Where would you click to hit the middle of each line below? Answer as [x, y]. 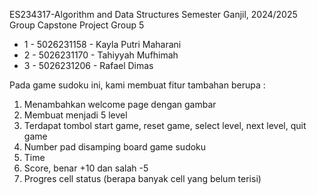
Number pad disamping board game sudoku [115, 147]
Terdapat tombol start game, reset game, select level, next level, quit [165, 125]
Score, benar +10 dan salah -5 [86, 168]
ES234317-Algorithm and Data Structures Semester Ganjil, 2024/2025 [153, 14]
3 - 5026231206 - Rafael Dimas [88, 65]
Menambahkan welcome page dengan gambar [120, 104]
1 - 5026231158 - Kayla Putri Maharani [102, 44]
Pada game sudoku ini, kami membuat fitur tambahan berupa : [137, 85]
